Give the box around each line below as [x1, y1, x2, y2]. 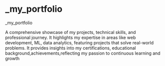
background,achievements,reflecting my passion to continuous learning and [5, 50, 161, 56]
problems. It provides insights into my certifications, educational [5, 45, 136, 51]
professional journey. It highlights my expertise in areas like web [5, 34, 136, 40]
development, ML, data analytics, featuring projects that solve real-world [5, 39, 154, 45]
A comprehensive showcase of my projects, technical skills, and [5, 29, 136, 35]
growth [5, 55, 20, 61]
